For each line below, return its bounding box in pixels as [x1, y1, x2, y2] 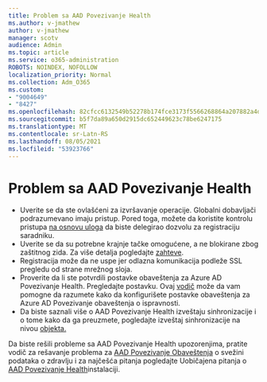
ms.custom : [8, 85, 44, 94]
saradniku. [19, 231, 55, 240]
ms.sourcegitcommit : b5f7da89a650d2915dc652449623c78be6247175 [8, 115, 222, 123]
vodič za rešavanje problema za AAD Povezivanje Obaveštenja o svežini [8, 348, 244, 357]
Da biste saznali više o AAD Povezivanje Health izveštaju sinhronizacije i [19, 307, 257, 317]
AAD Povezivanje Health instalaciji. [8, 364, 121, 374]
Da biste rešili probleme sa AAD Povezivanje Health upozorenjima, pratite [8, 339, 248, 349]
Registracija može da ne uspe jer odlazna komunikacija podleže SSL [19, 256, 242, 266]
